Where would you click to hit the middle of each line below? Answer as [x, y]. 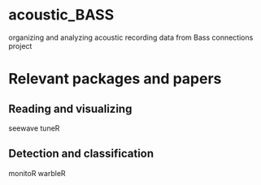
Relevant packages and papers [115, 79]
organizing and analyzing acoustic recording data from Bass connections [131, 37]
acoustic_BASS [61, 15]
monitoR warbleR [37, 173]
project [20, 45]
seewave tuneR [34, 128]
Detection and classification [81, 154]
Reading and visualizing [70, 108]
